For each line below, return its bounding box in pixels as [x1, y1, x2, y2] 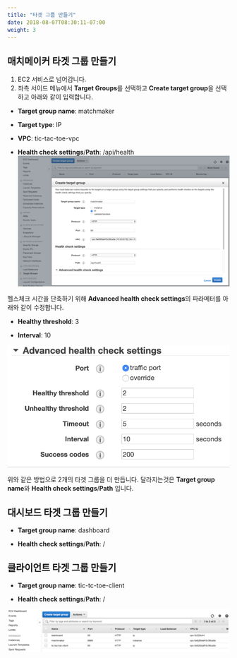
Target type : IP [17, 121, 62, 129]
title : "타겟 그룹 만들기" [7, 11, 76, 18]
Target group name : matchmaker [17, 107, 115, 116]
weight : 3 [7, 26, 37, 33]
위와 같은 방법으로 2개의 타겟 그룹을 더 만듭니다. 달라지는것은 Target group [7, 475, 215, 484]
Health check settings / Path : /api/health [17, 148, 135, 157]
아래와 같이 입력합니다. [30, 92, 94, 102]
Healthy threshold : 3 [17, 318, 80, 326]
